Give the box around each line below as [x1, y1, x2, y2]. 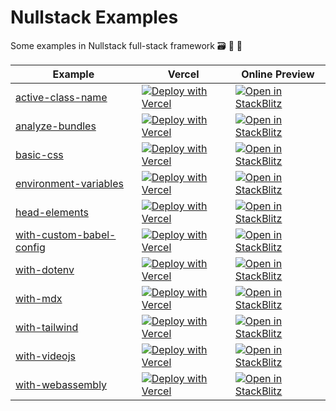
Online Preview [241, 67, 315, 81]
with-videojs [15, 349, 76, 363]
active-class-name [15, 90, 108, 104]
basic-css [15, 147, 64, 161]
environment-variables [15, 176, 125, 190]
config [15, 240, 46, 254]
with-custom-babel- [15, 227, 117, 241]
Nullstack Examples [10, 6, 179, 29]
